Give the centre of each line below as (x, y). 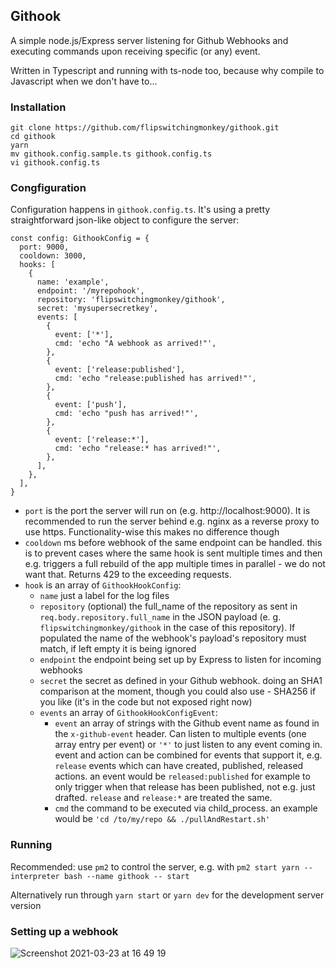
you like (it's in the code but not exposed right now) (146, 702)
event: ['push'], (91, 405)
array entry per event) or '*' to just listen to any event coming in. (188, 745)
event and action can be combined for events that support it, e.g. (188, 755)
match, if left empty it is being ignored (118, 649)
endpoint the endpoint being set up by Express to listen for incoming (180, 660)
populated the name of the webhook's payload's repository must (173, 638)
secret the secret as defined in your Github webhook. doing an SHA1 (181, 681)
